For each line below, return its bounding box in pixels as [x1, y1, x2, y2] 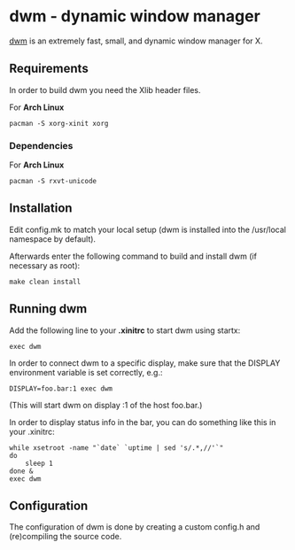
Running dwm [9, 301, 88, 316]
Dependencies [9, 139, 74, 151]
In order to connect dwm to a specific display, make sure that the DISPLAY [9, 357, 281, 368]
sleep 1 [25, 459, 53, 468]
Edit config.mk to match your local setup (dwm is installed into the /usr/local [9, 224, 286, 235]
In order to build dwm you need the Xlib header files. [9, 84, 201, 95]
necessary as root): [9, 260, 81, 271]
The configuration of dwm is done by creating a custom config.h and [9, 522, 260, 532]
